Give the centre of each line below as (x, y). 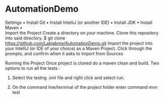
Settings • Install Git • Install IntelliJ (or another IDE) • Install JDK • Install (79, 22)
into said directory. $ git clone (35, 38)
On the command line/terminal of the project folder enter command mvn (85, 87)
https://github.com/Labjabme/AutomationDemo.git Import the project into (79, 43)
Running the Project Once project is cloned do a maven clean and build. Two (82, 63)
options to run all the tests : (33, 68)
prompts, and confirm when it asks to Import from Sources (64, 53)
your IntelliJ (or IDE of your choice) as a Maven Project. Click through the (79, 48)
